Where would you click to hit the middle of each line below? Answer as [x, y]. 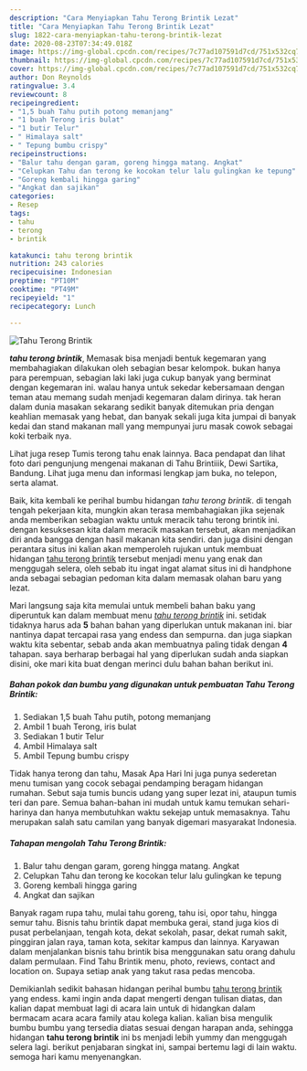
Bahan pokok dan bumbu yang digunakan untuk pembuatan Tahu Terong [152, 684]
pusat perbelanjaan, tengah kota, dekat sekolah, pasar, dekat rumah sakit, [148, 932]
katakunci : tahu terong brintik [71, 255]
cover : [22, 69]
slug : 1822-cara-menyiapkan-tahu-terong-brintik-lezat [116, 35]
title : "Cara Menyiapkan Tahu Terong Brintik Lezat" [112, 27]
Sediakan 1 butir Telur [64, 737]
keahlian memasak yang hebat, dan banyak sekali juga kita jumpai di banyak [153, 416]
